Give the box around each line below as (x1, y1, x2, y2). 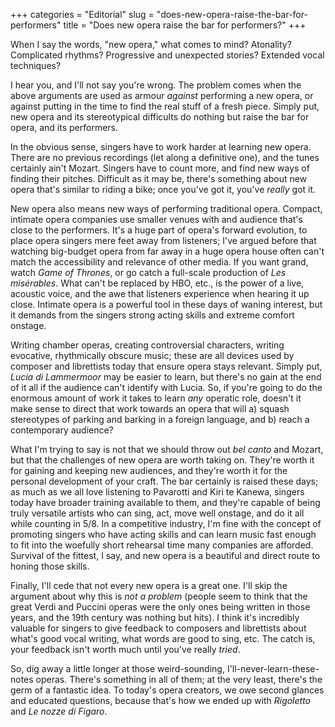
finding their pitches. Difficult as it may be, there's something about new (10, 173, 308, 184)
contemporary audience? (10, 424, 114, 436)
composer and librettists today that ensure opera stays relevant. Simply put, (10, 360, 323, 372)
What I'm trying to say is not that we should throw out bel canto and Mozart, (10, 444, 324, 455)
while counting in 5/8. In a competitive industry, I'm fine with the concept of (10, 518, 322, 529)
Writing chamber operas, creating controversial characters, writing (10, 339, 285, 351)
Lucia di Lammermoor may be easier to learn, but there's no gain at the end (10, 371, 322, 383)
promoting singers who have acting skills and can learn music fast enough (10, 529, 317, 540)
